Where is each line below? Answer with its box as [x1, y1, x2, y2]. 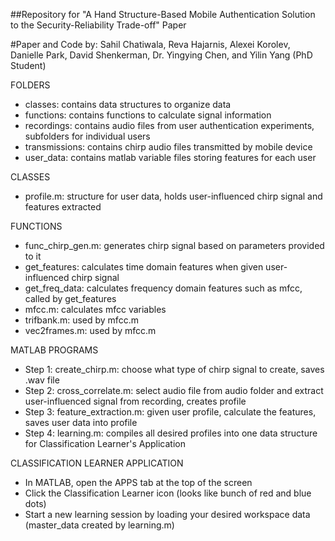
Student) [10, 60, 47, 71]
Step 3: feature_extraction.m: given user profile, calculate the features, [24, 406, 317, 418]
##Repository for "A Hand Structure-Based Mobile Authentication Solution [10, 9, 316, 20]
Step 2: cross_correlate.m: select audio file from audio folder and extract [24, 385, 324, 396]
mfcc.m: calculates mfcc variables [24, 304, 167, 315]
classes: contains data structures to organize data [24, 99, 232, 110]
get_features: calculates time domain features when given [24, 261, 264, 273]
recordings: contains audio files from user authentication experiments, [24, 120, 315, 131]
